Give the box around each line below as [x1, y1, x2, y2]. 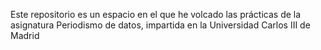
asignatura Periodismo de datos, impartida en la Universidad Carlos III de [10, 19, 311, 31]
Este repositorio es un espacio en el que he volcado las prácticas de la [10, 9, 302, 20]
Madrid [10, 30, 40, 41]
